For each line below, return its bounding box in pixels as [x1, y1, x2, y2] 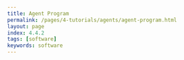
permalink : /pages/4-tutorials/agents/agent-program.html [7, 17, 177, 23]
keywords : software [7, 42, 63, 49]
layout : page [7, 23, 45, 30]
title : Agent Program [7, 10, 70, 17]
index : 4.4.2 [7, 29, 45, 37]
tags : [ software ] [7, 36, 57, 43]
